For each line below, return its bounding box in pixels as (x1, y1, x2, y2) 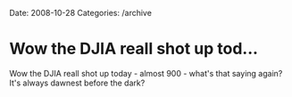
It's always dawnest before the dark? (9, 77, 146, 88)
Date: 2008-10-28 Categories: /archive (9, 8, 152, 18)
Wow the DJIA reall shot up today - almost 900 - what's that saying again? (9, 68, 283, 78)
